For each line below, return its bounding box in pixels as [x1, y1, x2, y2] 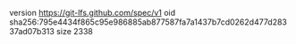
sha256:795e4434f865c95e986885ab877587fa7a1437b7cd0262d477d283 [9, 17, 288, 27]
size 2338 [56, 26, 94, 36]
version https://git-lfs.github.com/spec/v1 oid [9, 8, 176, 18]
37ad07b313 [9, 26, 55, 36]
